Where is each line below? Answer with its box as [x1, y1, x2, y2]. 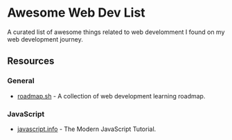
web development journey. [7, 35, 83, 43]
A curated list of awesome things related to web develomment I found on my [7, 28, 225, 36]
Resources [7, 55, 55, 67]
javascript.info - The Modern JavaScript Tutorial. [17, 125, 157, 133]
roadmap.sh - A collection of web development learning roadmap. [17, 91, 206, 100]
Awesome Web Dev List [7, 5, 145, 21]
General [7, 76, 35, 86]
